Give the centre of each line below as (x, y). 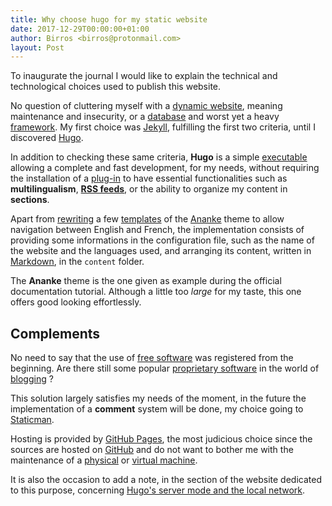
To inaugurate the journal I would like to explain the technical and (144, 76)
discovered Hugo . (47, 138)
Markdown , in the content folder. (77, 262)
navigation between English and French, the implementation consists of (157, 230)
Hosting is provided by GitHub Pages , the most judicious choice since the (161, 439)
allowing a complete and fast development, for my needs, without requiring (165, 168)
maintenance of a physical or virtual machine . (104, 460)
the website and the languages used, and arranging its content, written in (161, 251)
